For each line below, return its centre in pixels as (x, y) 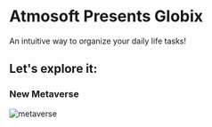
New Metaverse (44, 94)
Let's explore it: (53, 69)
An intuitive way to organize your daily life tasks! (98, 41)
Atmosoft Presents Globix (106, 16)
